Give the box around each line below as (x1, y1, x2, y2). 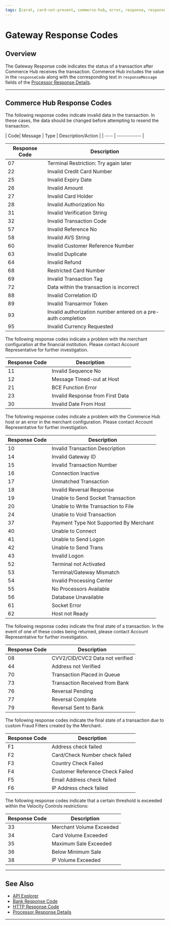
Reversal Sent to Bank (51, 704, 104, 712)
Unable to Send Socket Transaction (51, 495, 136, 502)
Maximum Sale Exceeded (51, 840, 112, 847)
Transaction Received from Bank (51, 680, 129, 687)
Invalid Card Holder (47, 193, 94, 200)
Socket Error (51, 602, 82, 609)
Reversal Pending (51, 688, 94, 695)
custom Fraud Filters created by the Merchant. (5, 723, 102, 729)
